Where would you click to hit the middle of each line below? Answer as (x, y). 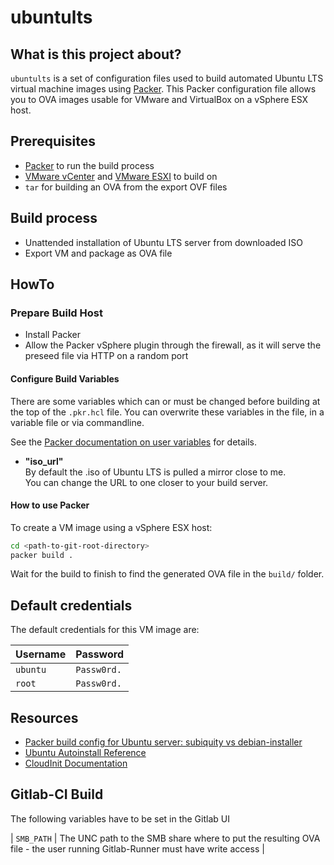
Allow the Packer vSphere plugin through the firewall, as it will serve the (173, 345)
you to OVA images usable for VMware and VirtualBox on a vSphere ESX (159, 99)
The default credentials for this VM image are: (105, 630)
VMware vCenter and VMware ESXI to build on (121, 176)
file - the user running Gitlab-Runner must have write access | (137, 848)
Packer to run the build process (89, 165)
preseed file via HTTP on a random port (106, 356)
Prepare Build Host (56, 313)
